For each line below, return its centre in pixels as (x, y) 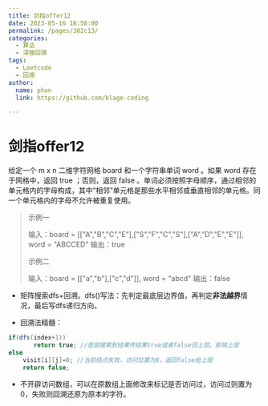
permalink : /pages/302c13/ (53, 30)
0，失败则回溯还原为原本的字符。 (75, 394)
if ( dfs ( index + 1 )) (37, 338)
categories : (28, 38)
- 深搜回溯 (31, 53)
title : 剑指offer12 (40, 16)
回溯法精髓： (41, 323)
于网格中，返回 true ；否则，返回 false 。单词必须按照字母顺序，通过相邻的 (132, 180)
